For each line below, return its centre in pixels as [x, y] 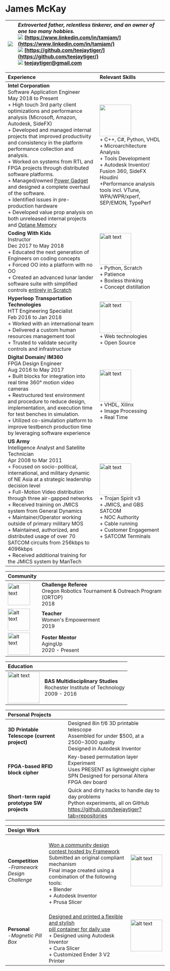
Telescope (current [31, 736]
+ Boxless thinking [121, 280]
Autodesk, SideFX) [30, 124]
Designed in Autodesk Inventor [105, 748]
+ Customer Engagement [129, 530]
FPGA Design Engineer [35, 363]
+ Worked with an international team [51, 323]
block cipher [23, 773]
